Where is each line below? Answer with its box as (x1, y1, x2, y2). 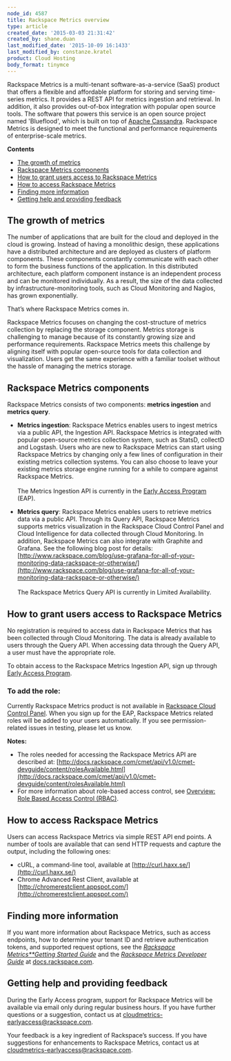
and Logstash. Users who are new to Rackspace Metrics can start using (17, 443, 222, 451)
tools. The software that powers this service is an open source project (7, 110, 206, 118)
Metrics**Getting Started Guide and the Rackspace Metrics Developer (7, 950, 207, 958)
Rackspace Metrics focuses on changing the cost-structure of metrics (7, 318, 207, 327)
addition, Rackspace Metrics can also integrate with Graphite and (17, 537, 203, 545)
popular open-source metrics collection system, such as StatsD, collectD (17, 435, 225, 444)
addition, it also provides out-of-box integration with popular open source (7, 102, 216, 110)
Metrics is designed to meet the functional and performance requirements (7, 124, 217, 132)
